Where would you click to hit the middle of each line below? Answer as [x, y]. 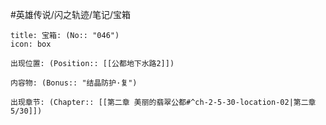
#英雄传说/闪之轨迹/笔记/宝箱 [71, 14]
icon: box [31, 44]
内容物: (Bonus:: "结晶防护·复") [74, 83]
